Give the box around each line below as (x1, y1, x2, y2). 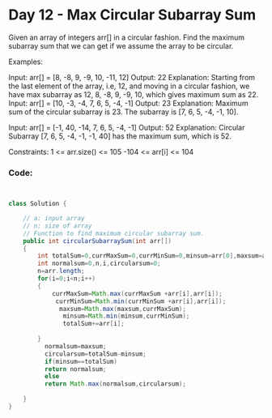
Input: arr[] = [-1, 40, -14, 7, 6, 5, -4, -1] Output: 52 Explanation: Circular (8, 122, 245, 132)
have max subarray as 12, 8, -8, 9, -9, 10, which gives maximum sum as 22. (8, 89, 259, 99)
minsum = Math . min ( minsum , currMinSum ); (62, 312, 190, 321)
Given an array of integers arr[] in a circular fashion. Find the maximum (8, 32, 245, 42)
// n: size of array (23, 221, 92, 230)
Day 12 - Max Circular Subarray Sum (8, 6, 257, 24)
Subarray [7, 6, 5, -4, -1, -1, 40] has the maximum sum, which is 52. (8, 131, 232, 141)
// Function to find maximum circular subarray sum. (23, 229, 205, 237)
